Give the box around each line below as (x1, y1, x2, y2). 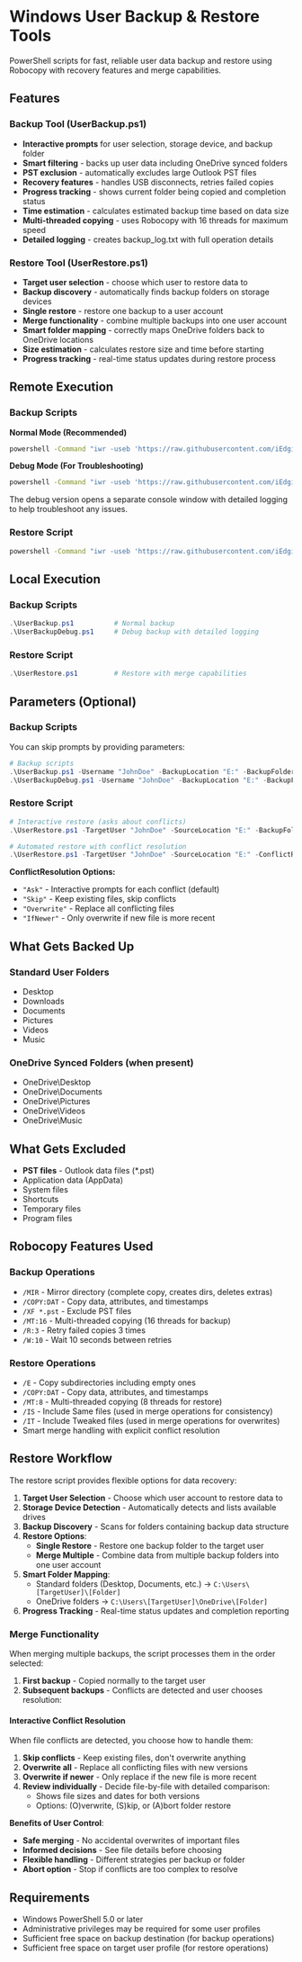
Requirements (9, 1890, 90, 1905)
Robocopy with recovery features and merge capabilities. (9, 65, 222, 76)
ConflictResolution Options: (9, 867, 116, 877)
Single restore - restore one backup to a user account (22, 305, 224, 316)
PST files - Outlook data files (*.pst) (22, 1165, 155, 1176)
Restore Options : (22, 1530, 87, 1541)
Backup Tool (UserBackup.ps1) (9, 118, 147, 130)
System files (22, 1184, 69, 1195)
